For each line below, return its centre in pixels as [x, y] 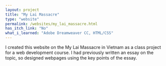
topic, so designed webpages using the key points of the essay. [71, 58]
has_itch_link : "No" [27, 28]
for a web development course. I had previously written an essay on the [79, 52]
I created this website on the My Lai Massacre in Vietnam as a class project [83, 47]
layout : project [22, 10]
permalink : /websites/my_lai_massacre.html [52, 24]
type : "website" [22, 19]
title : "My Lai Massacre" [32, 14]
